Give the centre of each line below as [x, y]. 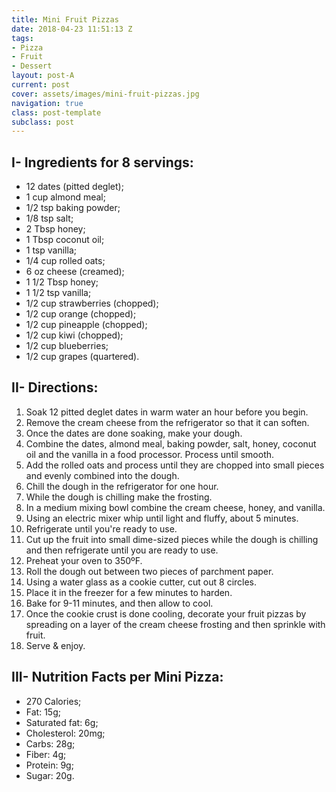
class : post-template [56, 112]
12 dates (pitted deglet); [74, 187]
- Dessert [32, 66]
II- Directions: [55, 387]
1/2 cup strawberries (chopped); [92, 303]
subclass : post [43, 122]
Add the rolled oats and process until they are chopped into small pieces [175, 465]
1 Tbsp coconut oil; [65, 240]
